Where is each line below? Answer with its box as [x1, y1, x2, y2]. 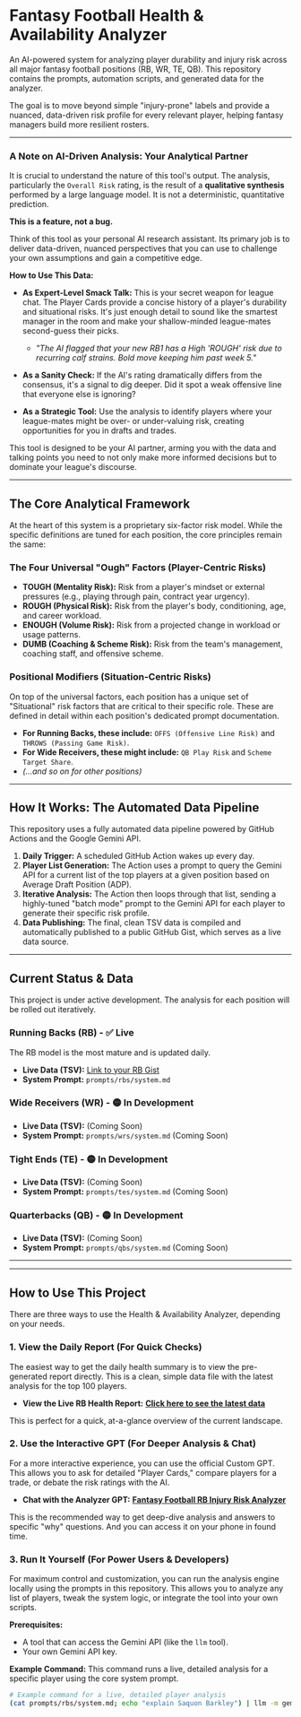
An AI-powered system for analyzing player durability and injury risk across [9, 54, 288, 65]
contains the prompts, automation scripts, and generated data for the [9, 73, 264, 83]
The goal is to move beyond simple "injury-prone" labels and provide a [9, 100, 271, 110]
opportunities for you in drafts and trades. [21, 425, 177, 436]
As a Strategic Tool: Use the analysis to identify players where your [21, 406, 272, 417]
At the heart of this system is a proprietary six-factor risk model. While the [9, 520, 283, 531]
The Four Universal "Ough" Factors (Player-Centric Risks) [9, 561, 267, 574]
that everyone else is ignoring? [21, 389, 136, 400]
